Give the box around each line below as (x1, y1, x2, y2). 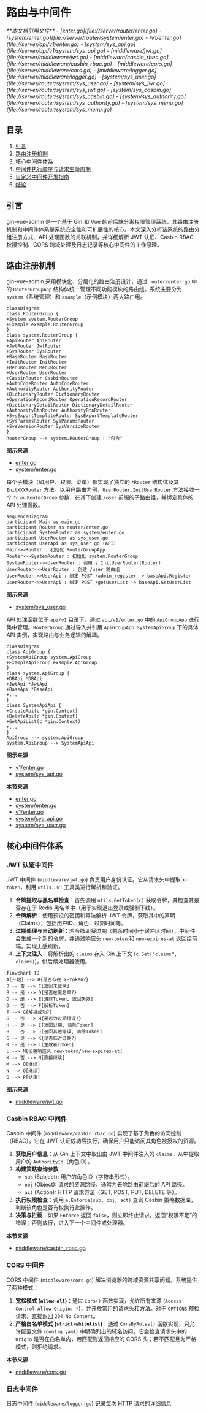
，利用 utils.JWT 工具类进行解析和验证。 (20, 884, 124, 891)
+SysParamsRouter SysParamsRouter (6, 418, 95, 424)
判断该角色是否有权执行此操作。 (15, 1204, 96, 1211)
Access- (164, 1298, 185, 1304)
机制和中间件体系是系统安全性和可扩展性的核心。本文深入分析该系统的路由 (6, 225, 194, 233)
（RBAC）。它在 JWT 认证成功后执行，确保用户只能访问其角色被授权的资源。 (6, 1137, 200, 1144)
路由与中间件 (6, 6, 72, 20)
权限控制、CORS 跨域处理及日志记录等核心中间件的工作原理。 (6, 240, 162, 248)
